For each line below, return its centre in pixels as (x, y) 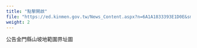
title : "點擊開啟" (27, 11)
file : (13, 17)
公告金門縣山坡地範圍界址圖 (40, 39)
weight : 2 (18, 22)
